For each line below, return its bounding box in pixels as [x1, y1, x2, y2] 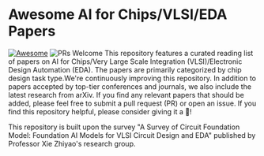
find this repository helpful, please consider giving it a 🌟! [8, 106, 192, 116]
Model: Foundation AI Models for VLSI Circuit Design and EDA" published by [8, 130, 256, 139]
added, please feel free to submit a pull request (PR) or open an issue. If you [8, 98, 257, 108]
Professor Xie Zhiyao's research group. [8, 139, 136, 148]
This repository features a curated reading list [104, 48, 254, 58]
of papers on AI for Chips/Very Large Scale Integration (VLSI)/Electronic [8, 57, 243, 66]
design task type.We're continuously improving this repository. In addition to [8, 73, 257, 83]
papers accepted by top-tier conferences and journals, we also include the [8, 81, 251, 91]
